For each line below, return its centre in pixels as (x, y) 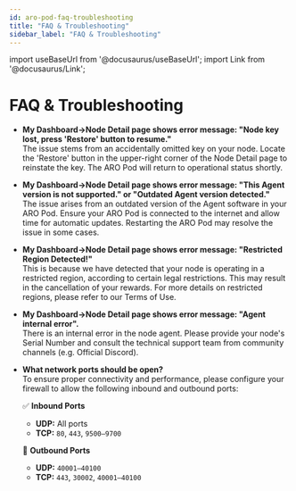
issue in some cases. (61, 232)
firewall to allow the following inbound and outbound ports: (130, 388)
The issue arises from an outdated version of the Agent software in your (154, 204)
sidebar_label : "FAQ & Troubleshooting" (86, 34)
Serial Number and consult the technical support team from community (153, 343)
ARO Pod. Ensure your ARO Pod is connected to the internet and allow (151, 213)
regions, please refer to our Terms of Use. (99, 297)
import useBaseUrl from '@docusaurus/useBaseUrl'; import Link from (137, 60)
